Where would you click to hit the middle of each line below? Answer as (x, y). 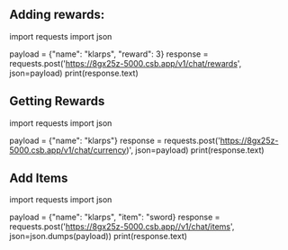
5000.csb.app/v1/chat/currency (68, 150)
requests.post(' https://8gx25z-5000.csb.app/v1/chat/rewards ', (126, 63)
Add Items (39, 179)
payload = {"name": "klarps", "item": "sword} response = (115, 217)
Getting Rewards (57, 101)
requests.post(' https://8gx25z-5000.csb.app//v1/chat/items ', (122, 227)
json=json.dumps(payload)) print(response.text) (98, 237)
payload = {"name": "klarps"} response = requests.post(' (115, 140)
